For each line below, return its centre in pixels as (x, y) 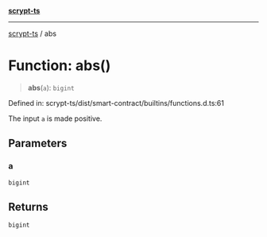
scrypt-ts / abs (33, 33)
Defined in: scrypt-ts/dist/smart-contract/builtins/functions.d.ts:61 (116, 103)
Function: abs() (60, 66)
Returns (29, 207)
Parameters (38, 144)
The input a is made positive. (55, 118)
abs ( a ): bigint (51, 87)
